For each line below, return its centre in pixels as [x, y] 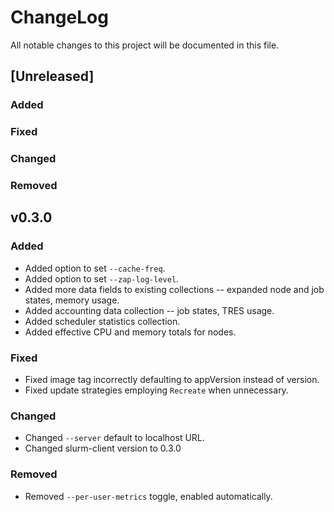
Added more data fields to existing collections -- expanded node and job [174, 289]
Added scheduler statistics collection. [102, 321]
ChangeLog [59, 17]
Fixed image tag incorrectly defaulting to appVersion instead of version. [172, 379]
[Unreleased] [52, 76]
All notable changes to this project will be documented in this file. [145, 45]
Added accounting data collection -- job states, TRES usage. [149, 310]
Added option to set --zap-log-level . [102, 278]
